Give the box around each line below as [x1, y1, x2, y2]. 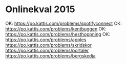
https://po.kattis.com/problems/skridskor [5, 42, 92, 48]
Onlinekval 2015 [5, 4, 75, 15]
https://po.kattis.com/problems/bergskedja [5, 52, 96, 59]
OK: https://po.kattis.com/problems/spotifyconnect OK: [5, 20, 122, 26]
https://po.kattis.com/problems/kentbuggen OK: [5, 25, 107, 31]
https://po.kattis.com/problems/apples [5, 37, 87, 43]
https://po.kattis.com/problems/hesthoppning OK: [5, 31, 111, 37]
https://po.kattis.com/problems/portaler [5, 47, 89, 53]
